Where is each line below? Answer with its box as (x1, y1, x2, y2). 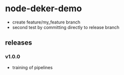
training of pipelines (12, 64, 53, 70)
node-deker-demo (5, 3, 82, 14)
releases (5, 39, 32, 47)
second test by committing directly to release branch (12, 24, 120, 30)
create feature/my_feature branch (12, 19, 80, 25)
